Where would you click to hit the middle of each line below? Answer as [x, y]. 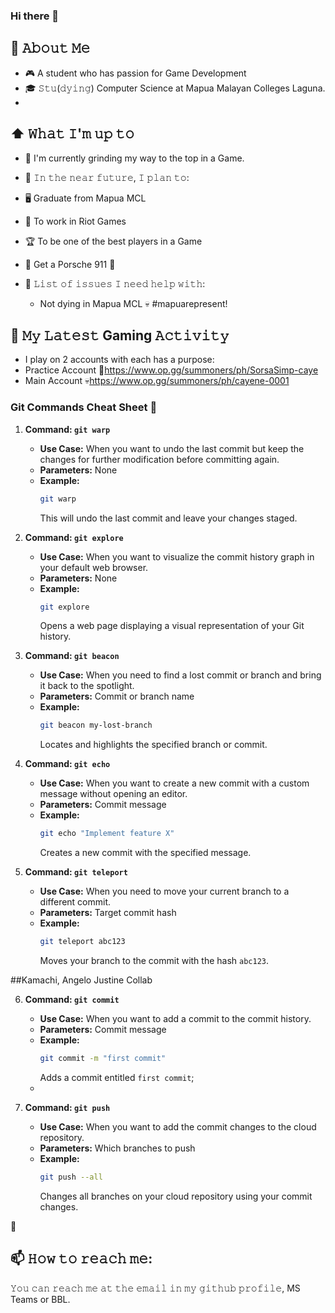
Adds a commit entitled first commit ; [117, 1077]
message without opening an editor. [113, 794]
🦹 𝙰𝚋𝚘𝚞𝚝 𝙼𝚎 [50, 48]
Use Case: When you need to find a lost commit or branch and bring [180, 675]
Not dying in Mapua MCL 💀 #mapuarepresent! [133, 303]
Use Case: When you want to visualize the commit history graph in [177, 556]
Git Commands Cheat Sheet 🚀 [84, 407]
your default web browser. [94, 567]
